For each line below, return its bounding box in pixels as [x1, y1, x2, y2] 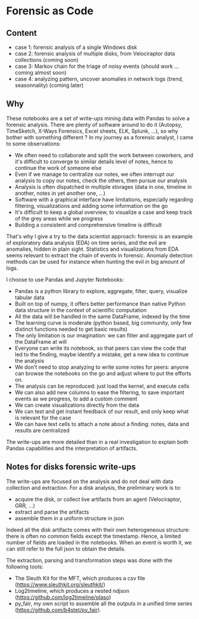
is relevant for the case [14, 414, 71, 421]
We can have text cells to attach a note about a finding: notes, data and [14, 420, 189, 427]
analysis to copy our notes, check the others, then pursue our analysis [14, 177, 187, 184]
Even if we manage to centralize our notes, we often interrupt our [14, 170, 175, 178]
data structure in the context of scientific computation [14, 306, 147, 313]
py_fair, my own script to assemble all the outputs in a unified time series [14, 600, 192, 607]
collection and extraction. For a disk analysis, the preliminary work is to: [6, 484, 182, 491]
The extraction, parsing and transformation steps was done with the [6, 556, 172, 564]
